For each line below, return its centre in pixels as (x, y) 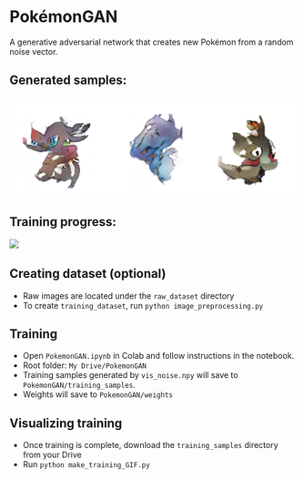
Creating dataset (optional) (88, 274)
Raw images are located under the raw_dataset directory (128, 296)
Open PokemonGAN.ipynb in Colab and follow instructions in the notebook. (158, 356)
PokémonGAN (64, 17)
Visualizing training (66, 423)
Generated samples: (68, 81)
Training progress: (63, 222)
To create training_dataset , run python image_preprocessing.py (143, 305)
